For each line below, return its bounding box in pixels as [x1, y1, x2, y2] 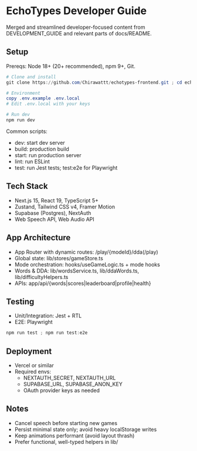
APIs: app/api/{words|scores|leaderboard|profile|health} [14, 280, 151, 287]
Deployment [6, 346, 52, 356]
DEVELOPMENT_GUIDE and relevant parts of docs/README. [6, 29, 152, 37]
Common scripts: [6, 128, 48, 135]
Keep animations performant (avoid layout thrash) [14, 432, 135, 439]
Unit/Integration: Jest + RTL [14, 312, 82, 319]
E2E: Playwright [14, 319, 53, 326]
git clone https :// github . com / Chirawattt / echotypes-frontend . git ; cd [6, 79, 182, 85]
